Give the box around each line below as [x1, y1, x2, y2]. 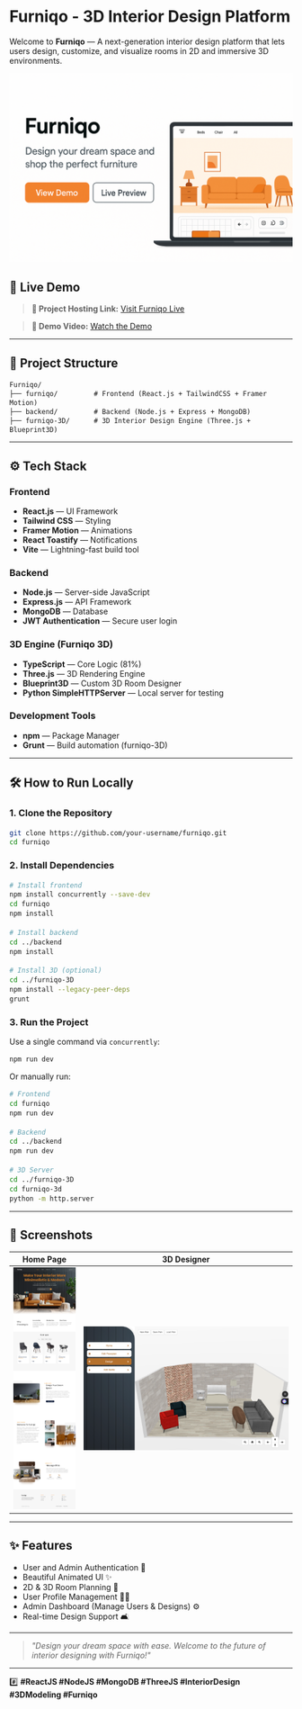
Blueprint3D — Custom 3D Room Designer [22, 678, 182, 688]
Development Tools [9, 709, 96, 722]
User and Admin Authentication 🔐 [22, 1561, 147, 1572]
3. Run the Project [9, 1015, 89, 1028]
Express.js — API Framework [22, 597, 132, 607]
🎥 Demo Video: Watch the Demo [31, 321, 153, 332]
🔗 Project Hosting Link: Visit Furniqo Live [31, 303, 185, 314]
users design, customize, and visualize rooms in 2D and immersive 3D [9, 45, 270, 56]
